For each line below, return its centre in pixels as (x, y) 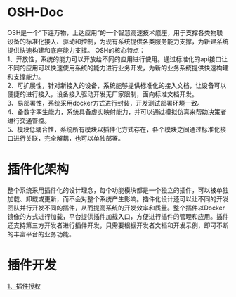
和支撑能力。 (26, 76)
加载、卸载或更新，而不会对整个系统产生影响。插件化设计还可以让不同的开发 (118, 198)
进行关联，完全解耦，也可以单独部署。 (68, 138)
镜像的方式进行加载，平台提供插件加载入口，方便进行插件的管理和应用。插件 (118, 216)
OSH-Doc (35, 12)
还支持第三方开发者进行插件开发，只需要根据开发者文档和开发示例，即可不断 (118, 225)
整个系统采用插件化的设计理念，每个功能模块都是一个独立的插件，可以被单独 (118, 190)
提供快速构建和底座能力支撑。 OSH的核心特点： (77, 50)
